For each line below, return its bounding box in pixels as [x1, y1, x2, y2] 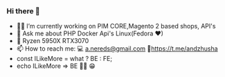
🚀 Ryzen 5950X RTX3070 [16, 37, 89, 45]
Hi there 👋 [6, 6, 41, 16]
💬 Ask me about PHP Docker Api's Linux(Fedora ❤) [16, 29, 164, 37]
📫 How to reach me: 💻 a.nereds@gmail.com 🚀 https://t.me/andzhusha [16, 44, 219, 53]
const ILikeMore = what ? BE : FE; [16, 55, 112, 63]
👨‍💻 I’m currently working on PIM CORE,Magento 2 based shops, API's [16, 22, 216, 31]
